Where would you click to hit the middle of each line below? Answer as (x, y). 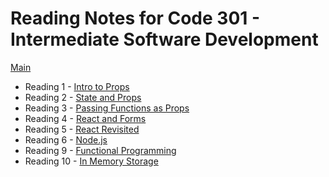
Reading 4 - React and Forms (85, 118)
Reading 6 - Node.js (66, 139)
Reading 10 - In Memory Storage (91, 161)
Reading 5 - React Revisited (82, 129)
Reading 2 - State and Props (83, 97)
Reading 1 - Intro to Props (77, 86)
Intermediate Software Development (164, 39)
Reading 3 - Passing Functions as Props (107, 108)
